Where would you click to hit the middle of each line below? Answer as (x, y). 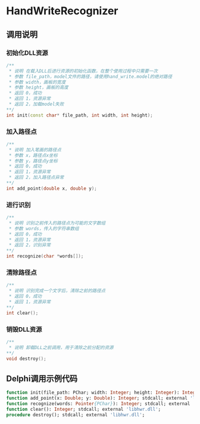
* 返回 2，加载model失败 (36, 104)
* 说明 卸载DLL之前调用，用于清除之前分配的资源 (61, 347)
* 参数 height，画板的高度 (38, 87)
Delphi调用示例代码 (42, 379)
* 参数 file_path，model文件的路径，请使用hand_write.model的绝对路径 (90, 76)
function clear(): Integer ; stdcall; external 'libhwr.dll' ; (84, 409)
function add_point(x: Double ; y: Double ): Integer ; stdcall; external (97, 398)
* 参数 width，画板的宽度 (37, 82)
